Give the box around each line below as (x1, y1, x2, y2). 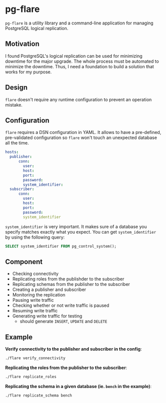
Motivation (5, 40, 40, 48)
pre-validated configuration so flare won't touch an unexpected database (5, 134, 158, 140)
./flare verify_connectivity (5, 356, 66, 361)
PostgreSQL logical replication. (5, 25, 69, 31)
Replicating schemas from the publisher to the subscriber (12, 281, 130, 287)
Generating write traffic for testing (12, 313, 83, 319)
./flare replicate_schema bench (5, 393, 72, 398)
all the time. (5, 140, 29, 146)
